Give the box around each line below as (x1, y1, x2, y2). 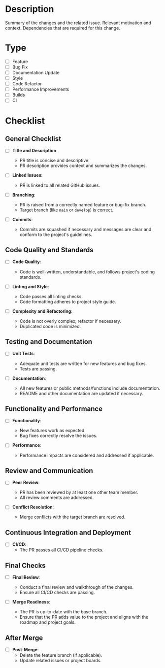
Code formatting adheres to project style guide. (19, 299, 116, 304)
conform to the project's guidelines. (19, 232, 93, 237)
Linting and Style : (12, 283, 49, 289)
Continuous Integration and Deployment (5, 528, 132, 536)
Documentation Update (12, 70, 60, 75)
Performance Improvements (12, 86, 69, 92)
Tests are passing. (19, 366, 57, 371)
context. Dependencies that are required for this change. (5, 25, 121, 31)
